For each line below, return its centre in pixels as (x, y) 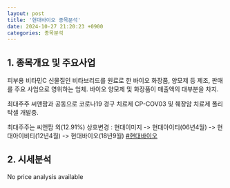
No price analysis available (45, 176)
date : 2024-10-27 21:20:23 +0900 (55, 26)
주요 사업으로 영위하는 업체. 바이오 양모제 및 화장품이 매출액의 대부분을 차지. (116, 89)
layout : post (26, 13)
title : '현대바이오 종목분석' (44, 20)
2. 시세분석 (29, 160)
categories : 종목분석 (35, 33)
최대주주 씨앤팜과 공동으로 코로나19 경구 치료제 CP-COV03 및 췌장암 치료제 (109, 104)
